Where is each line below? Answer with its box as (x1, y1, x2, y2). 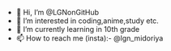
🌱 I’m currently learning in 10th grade (15, 25, 140, 33)
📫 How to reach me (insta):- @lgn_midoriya (15, 33, 164, 43)
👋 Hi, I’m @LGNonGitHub (15, 8, 100, 17)
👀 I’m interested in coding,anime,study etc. (15, 16, 160, 25)
